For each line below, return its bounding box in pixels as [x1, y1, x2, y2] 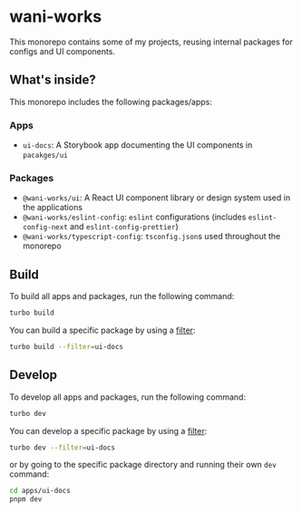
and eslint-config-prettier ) [69, 221, 179, 232]
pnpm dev [9, 495, 43, 504]
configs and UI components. [9, 45, 116, 56]
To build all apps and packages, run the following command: [9, 291, 235, 302]
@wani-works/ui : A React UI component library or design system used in [22, 192, 291, 203]
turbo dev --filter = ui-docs [9, 442, 116, 452]
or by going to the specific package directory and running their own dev [9, 460, 277, 470]
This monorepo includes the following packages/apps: [9, 96, 213, 107]
